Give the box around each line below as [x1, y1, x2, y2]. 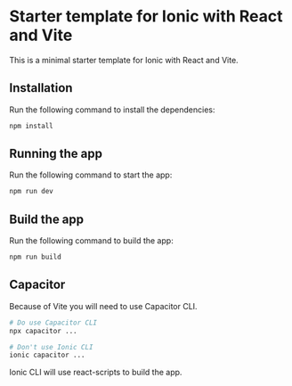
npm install [9, 121, 53, 130]
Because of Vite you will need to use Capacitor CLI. [9, 300, 198, 311]
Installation [9, 80, 73, 95]
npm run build [9, 252, 62, 262]
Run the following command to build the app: [9, 235, 174, 246]
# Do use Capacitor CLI [9, 318, 98, 327]
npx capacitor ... [9, 326, 77, 335]
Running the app [9, 146, 102, 161]
